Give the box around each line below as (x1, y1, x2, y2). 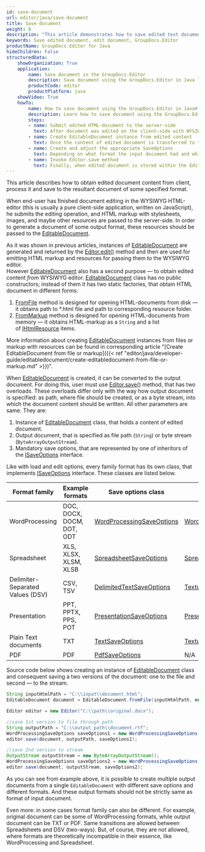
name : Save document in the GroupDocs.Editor (28, 71, 146, 78)
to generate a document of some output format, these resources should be (6, 224, 195, 231)
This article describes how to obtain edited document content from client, (6, 179, 191, 186)
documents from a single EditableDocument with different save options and (6, 781, 193, 788)
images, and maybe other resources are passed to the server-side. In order (6, 217, 195, 224)
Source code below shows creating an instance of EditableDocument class (6, 666, 195, 674)
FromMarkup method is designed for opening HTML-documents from (15, 312, 190, 319)
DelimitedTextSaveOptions (94, 583, 171, 591)
